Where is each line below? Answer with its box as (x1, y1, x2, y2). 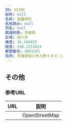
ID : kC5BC (5, 7, 26, 12)
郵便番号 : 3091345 (5, 49, 41, 54)
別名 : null (5, 26, 26, 31)
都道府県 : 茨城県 (5, 30, 36, 35)
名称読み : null (5, 21, 34, 26)
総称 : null (5, 12, 26, 17)
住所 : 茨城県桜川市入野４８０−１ (5, 53, 64, 59)
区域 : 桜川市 (5, 35, 28, 40)
